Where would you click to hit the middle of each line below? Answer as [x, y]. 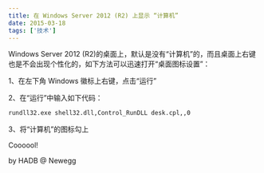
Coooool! [23, 145]
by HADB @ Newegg [42, 161]
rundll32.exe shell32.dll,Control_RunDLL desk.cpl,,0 [100, 113]
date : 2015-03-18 [37, 23]
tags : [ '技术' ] [32, 30]
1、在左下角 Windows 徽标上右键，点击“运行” [83, 81]
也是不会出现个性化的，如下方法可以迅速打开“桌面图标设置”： [109, 64]
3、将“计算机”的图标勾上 [49, 129]
